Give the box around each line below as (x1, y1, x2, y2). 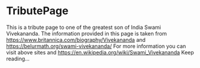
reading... (6, 55, 30, 62)
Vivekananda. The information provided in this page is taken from (6, 30, 167, 37)
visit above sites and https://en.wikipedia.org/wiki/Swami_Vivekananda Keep (6, 48, 194, 56)
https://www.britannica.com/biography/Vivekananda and (6, 36, 146, 43)
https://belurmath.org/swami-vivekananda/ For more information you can (6, 43, 186, 50)
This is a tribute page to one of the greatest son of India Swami (6, 24, 161, 31)
